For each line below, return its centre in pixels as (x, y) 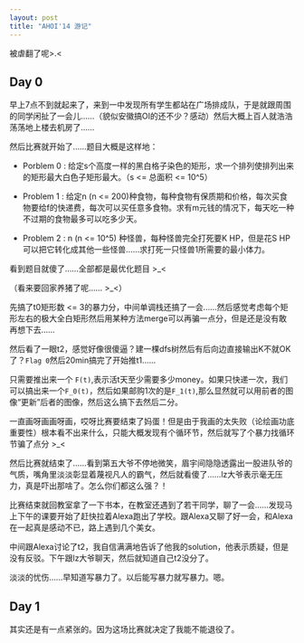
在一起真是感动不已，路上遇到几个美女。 (85, 528)
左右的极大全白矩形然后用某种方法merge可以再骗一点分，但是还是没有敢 (152, 318)
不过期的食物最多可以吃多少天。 (82, 219)
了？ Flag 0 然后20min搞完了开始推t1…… (83, 360)
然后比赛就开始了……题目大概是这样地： (84, 147)
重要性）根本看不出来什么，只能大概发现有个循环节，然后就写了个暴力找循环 (152, 433)
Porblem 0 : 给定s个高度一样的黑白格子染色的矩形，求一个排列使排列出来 (158, 166)
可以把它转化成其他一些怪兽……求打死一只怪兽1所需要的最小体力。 (146, 250)
